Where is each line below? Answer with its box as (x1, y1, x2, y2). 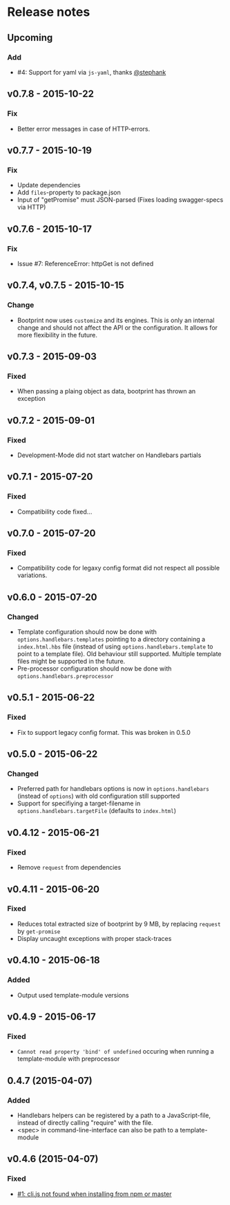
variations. (17, 571, 48, 579)
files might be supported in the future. (17, 657, 126, 666)
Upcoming (7, 32, 53, 44)
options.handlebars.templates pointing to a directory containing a (17, 635, 206, 644)
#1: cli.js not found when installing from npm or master (17, 1190, 172, 1198)
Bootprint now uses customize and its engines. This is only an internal (17, 316, 215, 324)
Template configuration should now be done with (17, 628, 157, 636)
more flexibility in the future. (17, 330, 98, 339)
